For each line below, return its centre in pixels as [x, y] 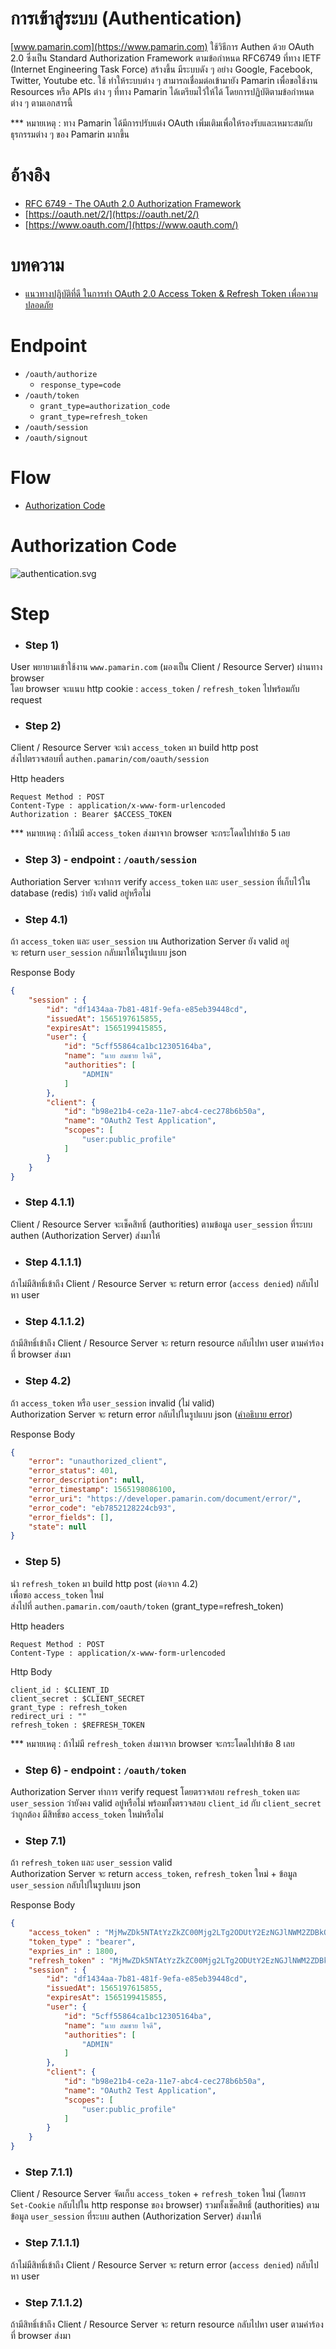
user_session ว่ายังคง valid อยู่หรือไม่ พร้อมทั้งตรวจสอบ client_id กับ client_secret [166, 1803]
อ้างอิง [30, 175]
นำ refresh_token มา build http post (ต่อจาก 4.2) [104, 1583]
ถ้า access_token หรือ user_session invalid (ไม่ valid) [112, 1403]
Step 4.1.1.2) [54, 1321]
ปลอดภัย [39, 304]
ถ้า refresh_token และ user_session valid [91, 1863]
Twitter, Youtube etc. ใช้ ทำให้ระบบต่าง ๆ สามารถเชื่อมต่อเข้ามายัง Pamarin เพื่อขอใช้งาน [164, 80]
